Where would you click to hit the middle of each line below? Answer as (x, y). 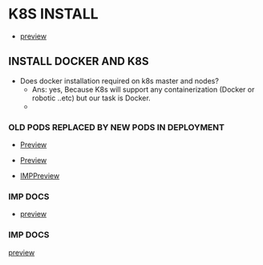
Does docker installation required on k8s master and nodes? (119, 80)
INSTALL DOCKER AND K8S (79, 61)
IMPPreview (40, 176)
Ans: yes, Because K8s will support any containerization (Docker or (143, 89)
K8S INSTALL (53, 14)
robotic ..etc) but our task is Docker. (91, 98)
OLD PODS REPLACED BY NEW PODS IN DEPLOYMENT (116, 127)
